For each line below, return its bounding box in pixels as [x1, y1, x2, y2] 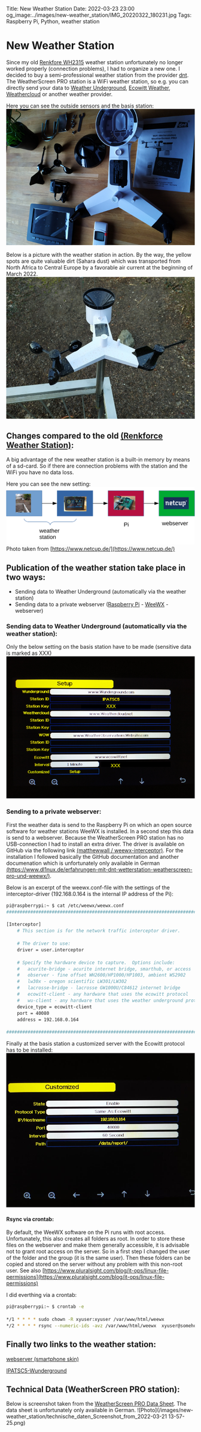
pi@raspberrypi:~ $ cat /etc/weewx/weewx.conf [6, 903, 124, 909]
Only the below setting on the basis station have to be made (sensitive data [6, 643, 191, 651]
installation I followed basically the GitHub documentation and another [6, 853, 179, 860]
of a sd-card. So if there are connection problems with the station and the [6, 462, 188, 470]
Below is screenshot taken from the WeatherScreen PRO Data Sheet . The [6, 1400, 187, 1407]
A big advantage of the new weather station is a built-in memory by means [6, 456, 190, 463]
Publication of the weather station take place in [6, 562, 186, 573]
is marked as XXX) [6, 649, 52, 657]
